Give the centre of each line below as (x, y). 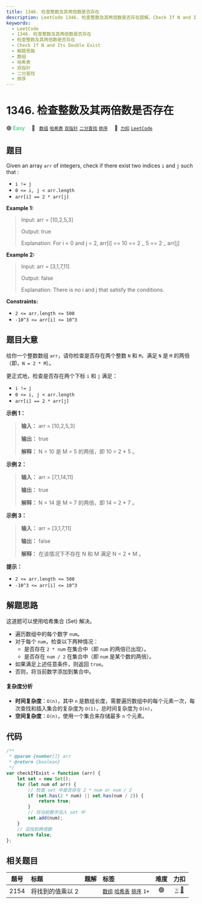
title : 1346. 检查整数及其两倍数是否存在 (53, 12)
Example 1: (20, 208)
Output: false (37, 278)
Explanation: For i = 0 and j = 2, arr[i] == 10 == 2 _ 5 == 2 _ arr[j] (100, 243)
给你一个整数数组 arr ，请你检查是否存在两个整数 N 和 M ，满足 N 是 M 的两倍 (98, 355)
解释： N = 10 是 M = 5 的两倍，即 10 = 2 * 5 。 (79, 451)
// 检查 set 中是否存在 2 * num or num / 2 (80, 790)
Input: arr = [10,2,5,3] (47, 220)
